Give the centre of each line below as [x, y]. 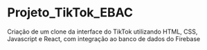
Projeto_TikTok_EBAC [70, 13]
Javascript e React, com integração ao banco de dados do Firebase [104, 38]
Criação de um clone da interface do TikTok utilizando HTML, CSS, [102, 32]
